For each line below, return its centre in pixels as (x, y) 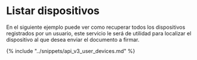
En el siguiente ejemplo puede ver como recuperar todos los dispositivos (96, 27)
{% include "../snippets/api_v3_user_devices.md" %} (71, 51)
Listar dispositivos (53, 11)
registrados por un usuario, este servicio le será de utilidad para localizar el (99, 33)
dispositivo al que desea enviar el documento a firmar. (73, 39)
